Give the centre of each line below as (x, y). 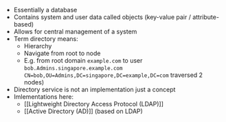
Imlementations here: (44, 97)
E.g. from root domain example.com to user (83, 60)
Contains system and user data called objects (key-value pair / (102, 17)
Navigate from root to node (62, 53)
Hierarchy (38, 46)
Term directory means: (46, 39)
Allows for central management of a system (75, 31)
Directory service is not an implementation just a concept (94, 89)
